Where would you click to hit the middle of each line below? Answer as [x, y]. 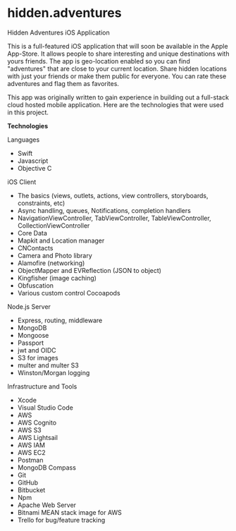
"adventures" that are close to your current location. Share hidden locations [117, 68]
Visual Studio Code [45, 408]
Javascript [33, 161]
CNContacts [35, 248]
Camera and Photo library [55, 255]
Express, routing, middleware [60, 320]
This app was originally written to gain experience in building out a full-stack [118, 97]
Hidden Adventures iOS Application [59, 32]
